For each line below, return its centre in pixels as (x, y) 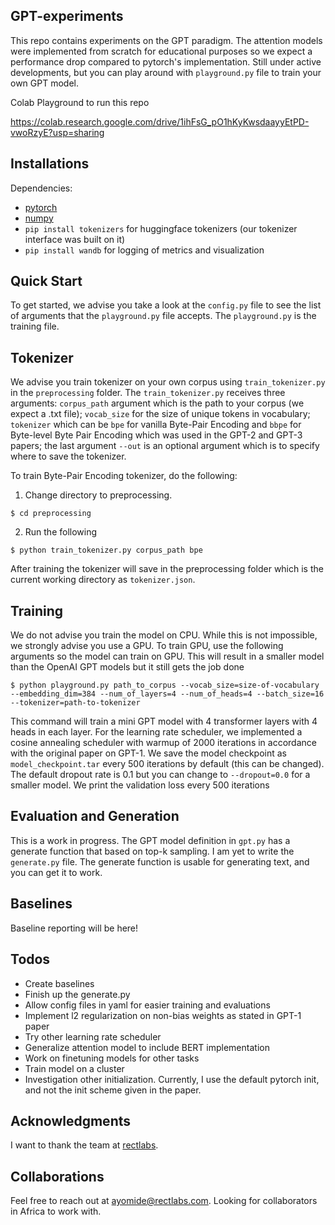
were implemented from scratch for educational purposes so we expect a (161, 51)
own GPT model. (44, 83)
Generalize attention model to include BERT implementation (147, 1047)
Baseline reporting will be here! (74, 928)
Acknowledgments (71, 1120)
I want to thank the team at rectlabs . (84, 1145)
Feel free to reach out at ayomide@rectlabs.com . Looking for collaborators (164, 1201)
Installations (50, 164)
